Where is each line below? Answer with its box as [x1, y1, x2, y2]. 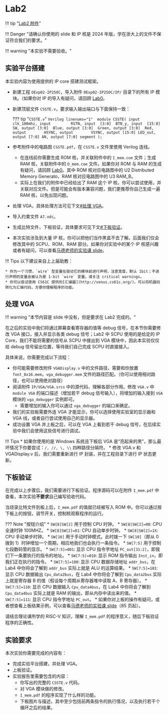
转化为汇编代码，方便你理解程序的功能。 [5, 284, 76, 290]
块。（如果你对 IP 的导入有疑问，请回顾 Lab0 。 [12, 95, 107, 101]
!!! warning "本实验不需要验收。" [5, 48, 72, 54]
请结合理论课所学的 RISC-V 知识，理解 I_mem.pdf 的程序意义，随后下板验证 [5, 613, 159, 620]
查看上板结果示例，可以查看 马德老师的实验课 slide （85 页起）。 [13, 603, 143, 609]
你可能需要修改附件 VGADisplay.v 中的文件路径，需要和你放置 [12, 365, 138, 371]
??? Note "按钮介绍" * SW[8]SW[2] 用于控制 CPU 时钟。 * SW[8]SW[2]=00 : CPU [5, 521, 162, 527]
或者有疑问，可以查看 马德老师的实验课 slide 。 [12, 247, 107, 253]
